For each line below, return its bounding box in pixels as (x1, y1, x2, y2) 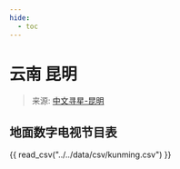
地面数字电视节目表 (9, 124, 117, 140)
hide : (9, 13, 30, 23)
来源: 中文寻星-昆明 (31, 95, 105, 106)
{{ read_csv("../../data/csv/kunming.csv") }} (9, 149, 172, 160)
